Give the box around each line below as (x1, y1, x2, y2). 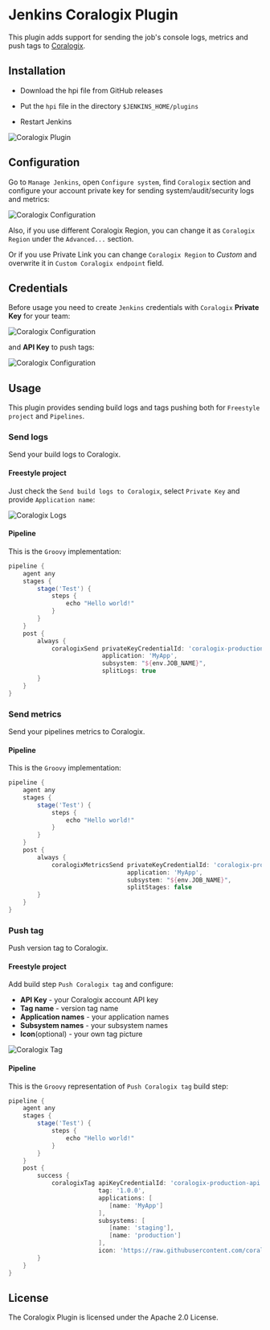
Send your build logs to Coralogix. (8, 449, 121, 460)
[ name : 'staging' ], (108, 1224, 174, 1233)
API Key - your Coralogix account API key (19, 995, 159, 1005)
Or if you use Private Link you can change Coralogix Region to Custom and (8, 250, 257, 259)
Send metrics (8, 708, 62, 720)
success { (37, 1171, 70, 1180)
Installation (8, 64, 66, 78)
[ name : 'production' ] (108, 1232, 182, 1240)
